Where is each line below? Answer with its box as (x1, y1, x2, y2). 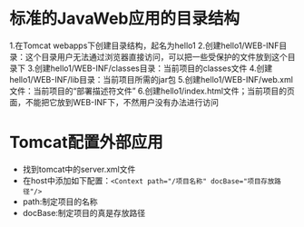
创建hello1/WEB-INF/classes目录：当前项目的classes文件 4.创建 (34, 63, 273, 74)
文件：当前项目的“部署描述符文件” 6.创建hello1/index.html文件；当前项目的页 (9, 85, 295, 96)
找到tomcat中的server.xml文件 (22, 163, 136, 174)
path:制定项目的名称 (22, 196, 98, 207)
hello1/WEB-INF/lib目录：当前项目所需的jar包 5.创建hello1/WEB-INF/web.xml (9, 74, 293, 84)
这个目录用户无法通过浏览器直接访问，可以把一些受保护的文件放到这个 (25, 51, 288, 62)
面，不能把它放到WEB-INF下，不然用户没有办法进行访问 (9, 96, 220, 107)
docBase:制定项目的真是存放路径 (22, 207, 146, 218)
